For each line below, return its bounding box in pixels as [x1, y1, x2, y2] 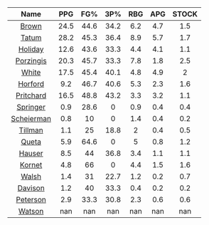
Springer [16, 103, 46, 112]
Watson [18, 206, 44, 216]
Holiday [18, 44, 44, 54]
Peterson [16, 195, 46, 204]
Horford [17, 79, 45, 88]
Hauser [18, 149, 44, 158]
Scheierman [11, 114, 52, 123]
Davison [17, 183, 45, 193]
